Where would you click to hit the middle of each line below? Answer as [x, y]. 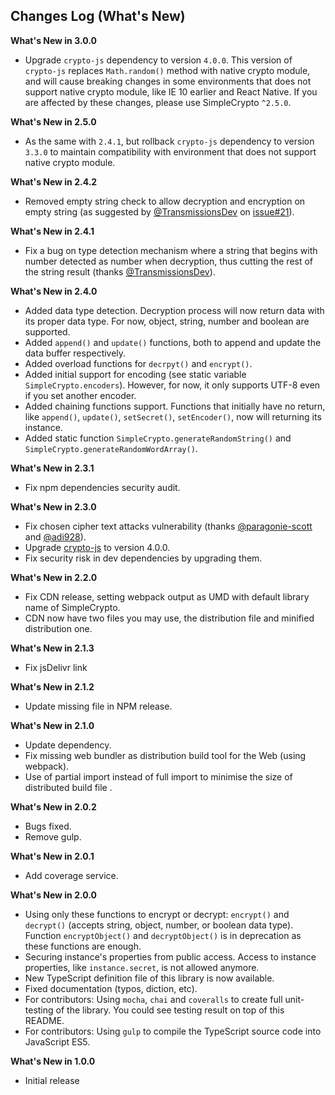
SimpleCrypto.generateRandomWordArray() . [111, 448]
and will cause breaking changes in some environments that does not [168, 81]
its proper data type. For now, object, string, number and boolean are [167, 321]
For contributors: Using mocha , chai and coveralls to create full [153, 999]
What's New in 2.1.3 [52, 648]
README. [44, 1020]
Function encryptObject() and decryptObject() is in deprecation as [163, 935]
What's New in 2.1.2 [52, 686]
